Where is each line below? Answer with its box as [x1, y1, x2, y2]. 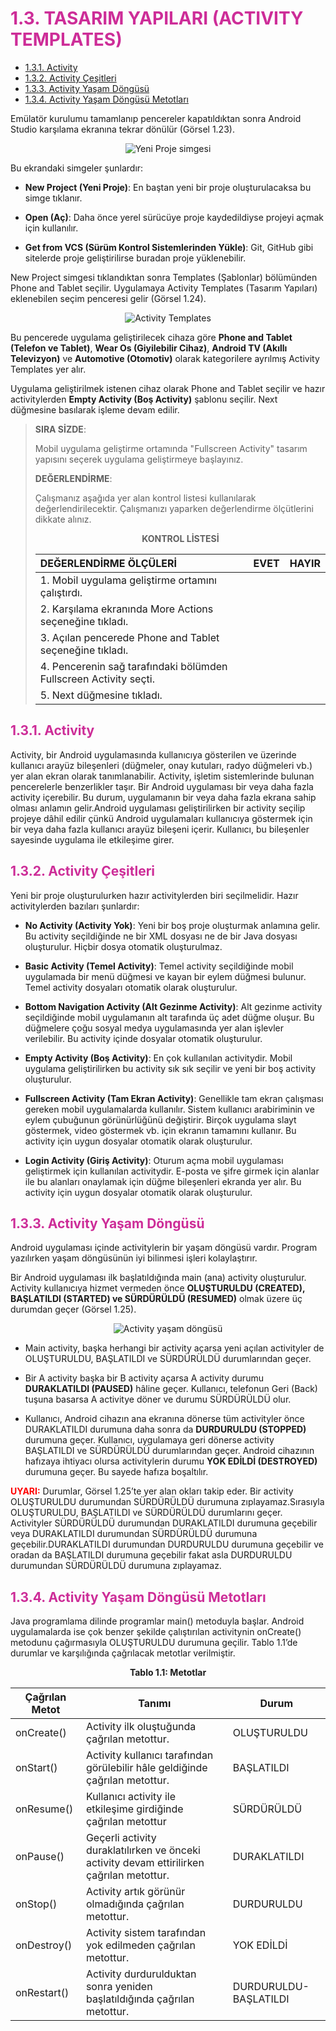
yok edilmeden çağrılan [85, 1938, 196, 1952]
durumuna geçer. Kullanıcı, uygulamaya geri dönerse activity [24, 1434, 275, 1446]
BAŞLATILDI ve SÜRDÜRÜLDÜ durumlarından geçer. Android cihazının [24, 1445, 315, 1457]
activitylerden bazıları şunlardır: [10, 900, 140, 912]
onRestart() [15, 1986, 70, 2000]
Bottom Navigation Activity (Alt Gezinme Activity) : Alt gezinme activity [24, 1000, 323, 1012]
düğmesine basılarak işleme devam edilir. [10, 403, 180, 416]
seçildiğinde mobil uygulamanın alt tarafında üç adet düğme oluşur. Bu [24, 1011, 315, 1023]
